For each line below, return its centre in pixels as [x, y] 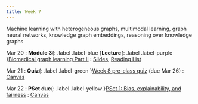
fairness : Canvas [28, 94]
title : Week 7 [24, 12]
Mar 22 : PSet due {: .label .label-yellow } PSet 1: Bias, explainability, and [94, 88]
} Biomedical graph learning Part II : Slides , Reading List [74, 59]
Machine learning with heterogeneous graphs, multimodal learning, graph [96, 29]
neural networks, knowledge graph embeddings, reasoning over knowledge [99, 35]
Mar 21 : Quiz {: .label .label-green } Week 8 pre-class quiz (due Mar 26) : [95, 70]
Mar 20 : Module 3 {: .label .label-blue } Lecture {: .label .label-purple [89, 53]
